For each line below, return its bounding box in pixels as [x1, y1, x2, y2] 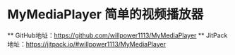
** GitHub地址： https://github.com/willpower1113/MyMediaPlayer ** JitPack [7, 31, 228, 39]
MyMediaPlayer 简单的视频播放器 [7, 6, 204, 23]
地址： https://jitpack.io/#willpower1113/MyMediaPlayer [7, 39, 166, 48]
